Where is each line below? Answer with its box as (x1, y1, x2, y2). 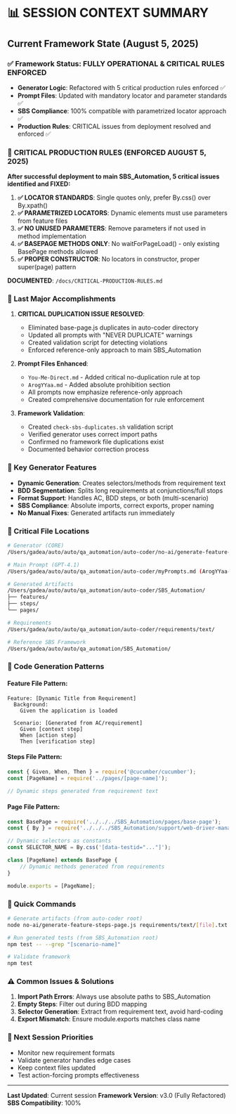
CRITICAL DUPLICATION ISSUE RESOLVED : (17, 310, 145, 318)
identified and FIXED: (7, 180, 71, 188)
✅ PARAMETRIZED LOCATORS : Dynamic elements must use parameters (17, 209, 228, 217)
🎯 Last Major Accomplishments (7, 294, 116, 304)
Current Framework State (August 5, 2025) (7, 37, 199, 49)
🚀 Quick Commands (7, 899, 77, 909)
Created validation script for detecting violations (27, 338, 168, 347)
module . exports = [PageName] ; (7, 882, 96, 889)
